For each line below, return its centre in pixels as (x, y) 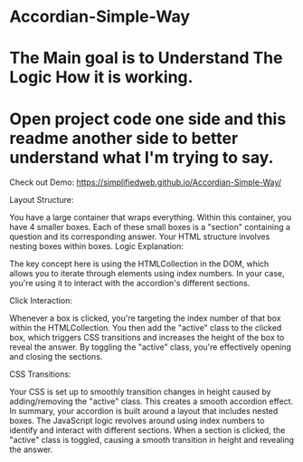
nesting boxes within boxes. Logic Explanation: (96, 246)
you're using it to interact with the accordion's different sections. (130, 284)
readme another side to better (124, 138)
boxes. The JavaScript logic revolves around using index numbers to (137, 421)
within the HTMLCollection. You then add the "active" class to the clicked (146, 328)
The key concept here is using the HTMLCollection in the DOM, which (139, 264)
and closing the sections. (56, 357)
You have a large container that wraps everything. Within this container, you (151, 217)
